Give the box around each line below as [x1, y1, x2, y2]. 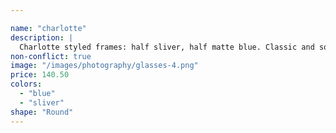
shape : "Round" [10, 107, 74, 117]
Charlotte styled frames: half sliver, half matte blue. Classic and [19, 42, 315, 52]
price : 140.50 [10, 70, 70, 80]
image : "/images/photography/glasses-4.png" [10, 61, 199, 71]
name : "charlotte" [10, 23, 87, 33]
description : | [10, 32, 74, 43]
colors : [10, 79, 43, 90]
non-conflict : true [10, 51, 92, 61]
